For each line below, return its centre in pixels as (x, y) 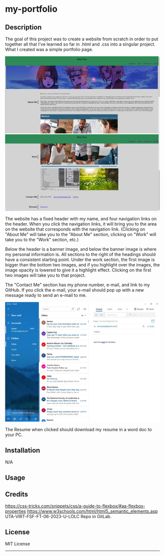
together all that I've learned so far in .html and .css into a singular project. (80, 44)
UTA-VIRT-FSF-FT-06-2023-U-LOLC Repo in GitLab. (58, 517)
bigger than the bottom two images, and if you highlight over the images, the (82, 265)
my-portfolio (31, 9)
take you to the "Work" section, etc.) (42, 240)
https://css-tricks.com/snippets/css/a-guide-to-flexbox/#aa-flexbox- (75, 506)
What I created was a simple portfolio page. (49, 49)
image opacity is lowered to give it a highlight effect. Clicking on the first (78, 270)
